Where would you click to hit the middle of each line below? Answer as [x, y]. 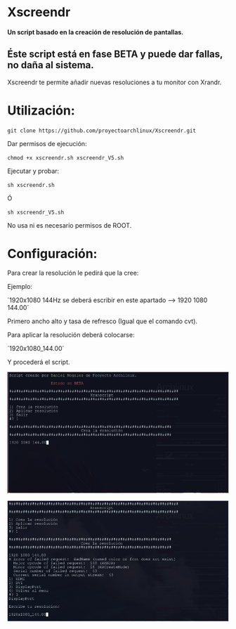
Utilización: [41, 110]
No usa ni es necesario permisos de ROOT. [70, 225]
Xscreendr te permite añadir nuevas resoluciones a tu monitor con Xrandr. [114, 82]
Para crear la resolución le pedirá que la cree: [73, 273]
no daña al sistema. [51, 65]
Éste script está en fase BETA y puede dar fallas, [115, 54]
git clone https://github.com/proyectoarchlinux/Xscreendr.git [102, 131]
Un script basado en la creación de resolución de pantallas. [96, 32]
